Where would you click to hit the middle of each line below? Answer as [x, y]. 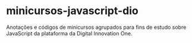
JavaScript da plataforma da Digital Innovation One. [69, 33]
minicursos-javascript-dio [72, 11]
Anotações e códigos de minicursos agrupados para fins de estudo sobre [96, 27]
